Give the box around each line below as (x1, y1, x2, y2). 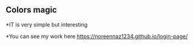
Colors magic (5, 5, 57, 15)
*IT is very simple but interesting (5, 21, 88, 28)
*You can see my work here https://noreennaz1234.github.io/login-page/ (5, 33, 189, 40)
